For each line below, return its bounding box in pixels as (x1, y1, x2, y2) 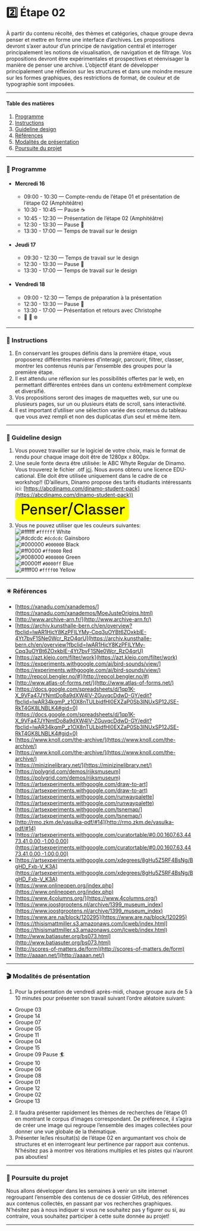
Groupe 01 (14, 1078, 40, 1085)
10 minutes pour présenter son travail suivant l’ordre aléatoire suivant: (14, 994, 186, 1001)
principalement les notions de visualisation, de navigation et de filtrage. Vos (6, 48, 192, 55)
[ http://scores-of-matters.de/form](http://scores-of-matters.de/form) (14, 945, 185, 952)
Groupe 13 (14, 1097, 40, 1105)
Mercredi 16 (14, 180, 45, 187)
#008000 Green (45, 553, 81, 561)
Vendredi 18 (14, 281, 46, 288)
